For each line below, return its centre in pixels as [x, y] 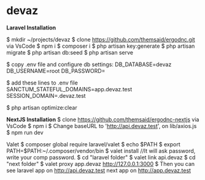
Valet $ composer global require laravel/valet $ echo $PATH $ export [94, 144]
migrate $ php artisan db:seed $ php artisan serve [70, 52]
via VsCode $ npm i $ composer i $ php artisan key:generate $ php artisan [101, 46]
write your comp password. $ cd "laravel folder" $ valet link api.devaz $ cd [101, 157]
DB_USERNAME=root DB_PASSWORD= [56, 70]
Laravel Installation [31, 28]
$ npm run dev [25, 132]
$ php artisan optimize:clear [42, 107]
